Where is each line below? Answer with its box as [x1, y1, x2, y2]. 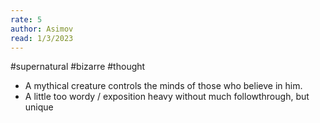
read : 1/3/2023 [10, 33, 74, 43]
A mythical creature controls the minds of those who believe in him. [24, 80, 303, 92]
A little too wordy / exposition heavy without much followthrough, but [24, 91, 310, 103]
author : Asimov [10, 24, 74, 34]
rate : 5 [10, 14, 43, 25]
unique [24, 101, 54, 113]
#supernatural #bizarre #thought [10, 61, 146, 73]
